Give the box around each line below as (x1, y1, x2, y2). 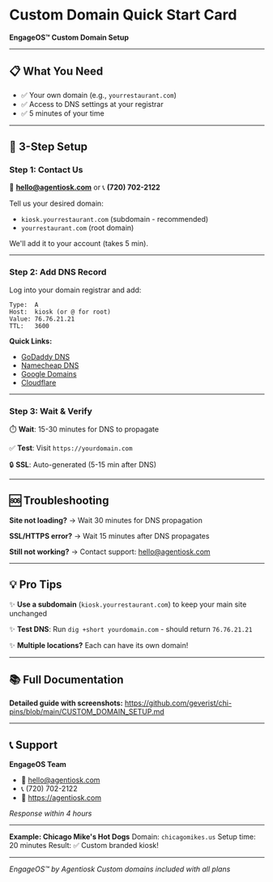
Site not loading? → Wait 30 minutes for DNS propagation (9, 515, 203, 525)
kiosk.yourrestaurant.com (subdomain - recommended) (20, 215, 209, 224)
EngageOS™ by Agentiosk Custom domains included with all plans (9, 864, 231, 874)
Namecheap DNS (20, 360, 79, 370)
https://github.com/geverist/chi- (125, 698, 232, 708)
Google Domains (20, 369, 77, 378)
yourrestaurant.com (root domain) (20, 223, 134, 232)
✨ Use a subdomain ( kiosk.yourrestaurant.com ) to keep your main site (9, 599, 247, 609)
